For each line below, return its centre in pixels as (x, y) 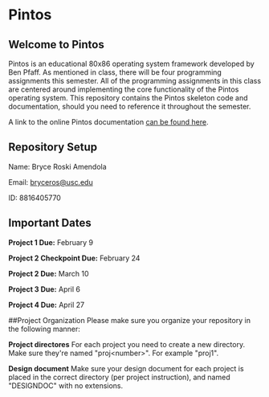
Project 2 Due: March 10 (49, 273)
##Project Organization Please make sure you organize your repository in (130, 320)
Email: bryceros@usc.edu (51, 182)
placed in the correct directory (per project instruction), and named (119, 377)
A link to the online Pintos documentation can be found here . (108, 122)
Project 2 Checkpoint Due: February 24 (74, 258)
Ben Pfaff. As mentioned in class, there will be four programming (115, 72)
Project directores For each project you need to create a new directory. (127, 344)
